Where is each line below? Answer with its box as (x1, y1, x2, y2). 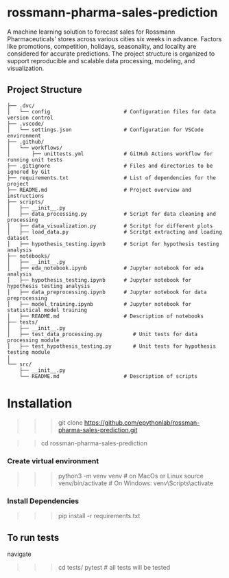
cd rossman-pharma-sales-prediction (40, 438, 147, 447)
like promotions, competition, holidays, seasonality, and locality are (7, 42, 197, 50)
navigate (7, 550, 32, 558)
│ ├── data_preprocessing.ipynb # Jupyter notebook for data (7, 289, 207, 296)
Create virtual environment (7, 456, 99, 465)
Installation (7, 395, 73, 411)
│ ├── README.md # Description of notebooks (7, 313, 204, 320)
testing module (7, 348, 51, 355)
